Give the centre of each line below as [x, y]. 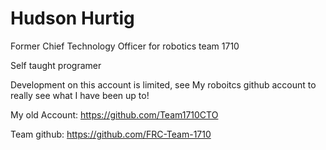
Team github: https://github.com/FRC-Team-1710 [111, 134]
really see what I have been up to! [80, 95]
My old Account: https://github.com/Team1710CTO [114, 114]
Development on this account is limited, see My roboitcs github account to [163, 84]
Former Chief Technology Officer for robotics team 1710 [125, 46]
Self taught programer [56, 65]
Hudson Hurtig [72, 18]
